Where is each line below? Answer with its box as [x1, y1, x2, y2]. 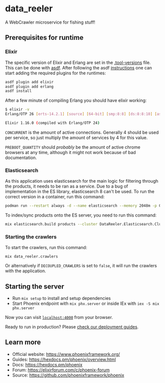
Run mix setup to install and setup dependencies [12, 295, 111, 301]
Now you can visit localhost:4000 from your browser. [5, 315, 113, 320]
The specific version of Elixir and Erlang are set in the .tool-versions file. [5, 60, 151, 65]
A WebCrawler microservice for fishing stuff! [5, 19, 96, 25]
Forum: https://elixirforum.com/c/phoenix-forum [12, 367, 110, 373]
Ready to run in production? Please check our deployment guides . [5, 324, 139, 330]
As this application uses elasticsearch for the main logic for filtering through [5, 178, 159, 184]
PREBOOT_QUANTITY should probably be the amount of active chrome [5, 144, 141, 150]
